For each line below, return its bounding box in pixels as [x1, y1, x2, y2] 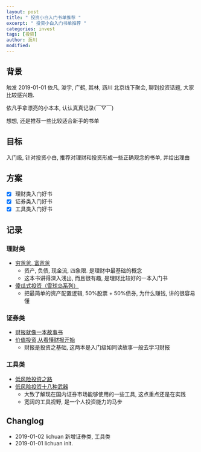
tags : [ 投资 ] [6, 31, 37, 38]
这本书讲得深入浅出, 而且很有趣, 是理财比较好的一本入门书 [24, 275, 168, 282]
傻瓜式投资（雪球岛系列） [14, 282, 79, 289]
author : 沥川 [6, 37, 37, 43]
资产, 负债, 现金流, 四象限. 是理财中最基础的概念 [24, 267, 142, 274]
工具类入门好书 [14, 205, 53, 212]
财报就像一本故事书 [14, 329, 63, 336]
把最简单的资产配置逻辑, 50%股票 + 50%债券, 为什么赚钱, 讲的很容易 [24, 290, 196, 297]
